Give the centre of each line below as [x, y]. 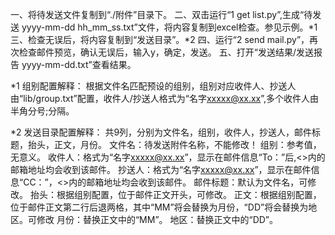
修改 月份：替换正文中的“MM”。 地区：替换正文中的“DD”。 [157, 219]
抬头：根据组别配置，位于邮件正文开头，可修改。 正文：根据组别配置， [175, 194]
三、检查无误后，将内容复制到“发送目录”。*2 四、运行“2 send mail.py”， [160, 39]
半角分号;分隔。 [42, 111]
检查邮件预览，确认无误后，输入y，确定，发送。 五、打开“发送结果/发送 [166, 52]
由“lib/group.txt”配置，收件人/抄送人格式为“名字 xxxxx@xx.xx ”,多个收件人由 [165, 98]
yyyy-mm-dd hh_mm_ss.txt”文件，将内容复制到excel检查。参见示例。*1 [169, 27]
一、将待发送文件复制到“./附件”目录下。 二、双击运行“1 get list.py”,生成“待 [161, 14]
